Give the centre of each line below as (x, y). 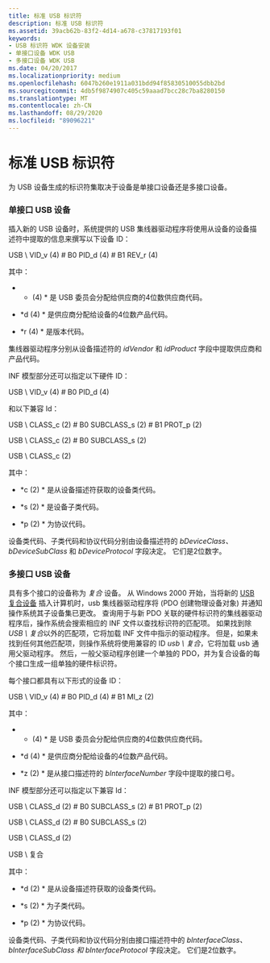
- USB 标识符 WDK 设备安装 (49, 46)
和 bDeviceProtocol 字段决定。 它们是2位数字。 (147, 551)
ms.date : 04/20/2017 (43, 68)
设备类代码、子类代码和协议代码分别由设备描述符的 (93, 542)
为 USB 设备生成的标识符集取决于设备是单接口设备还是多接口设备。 (120, 187)
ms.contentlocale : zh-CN (50, 106)
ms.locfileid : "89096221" (52, 121)
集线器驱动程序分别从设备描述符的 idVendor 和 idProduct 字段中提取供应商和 (135, 349)
